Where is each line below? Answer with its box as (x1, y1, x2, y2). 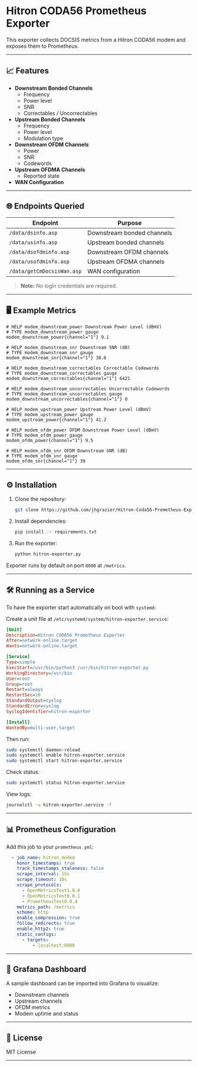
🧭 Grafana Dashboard (6, 964, 87, 974)
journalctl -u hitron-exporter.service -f (6, 802, 112, 808)
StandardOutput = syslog (6, 698, 62, 703)
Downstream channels (14, 991, 70, 999)
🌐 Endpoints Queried (6, 201, 84, 211)
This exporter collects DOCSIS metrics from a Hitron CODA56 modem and (6, 36, 186, 43)
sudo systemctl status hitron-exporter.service (6, 780, 126, 786)
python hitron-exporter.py (14, 551, 81, 557)
